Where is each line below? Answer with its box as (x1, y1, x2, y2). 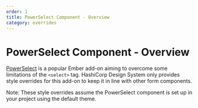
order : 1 (6, 8, 28, 15)
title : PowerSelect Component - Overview (6, 14, 110, 20)
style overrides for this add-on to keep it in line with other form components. (6, 78, 192, 85)
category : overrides (6, 20, 57, 26)
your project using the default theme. (6, 96, 96, 103)
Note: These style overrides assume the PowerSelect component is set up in (6, 89, 193, 96)
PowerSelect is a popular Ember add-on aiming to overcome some (6, 65, 168, 72)
